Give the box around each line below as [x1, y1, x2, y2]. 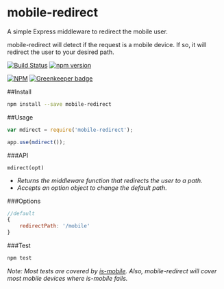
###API [7, 151, 29, 159]
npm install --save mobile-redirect [7, 100, 112, 107]
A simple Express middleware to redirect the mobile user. [7, 27, 168, 36]
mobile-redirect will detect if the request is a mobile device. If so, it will [7, 40, 207, 49]
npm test [7, 255, 32, 262]
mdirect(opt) [7, 164, 45, 171]
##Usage [7, 113, 34, 121]
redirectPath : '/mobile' [19, 223, 90, 230]
